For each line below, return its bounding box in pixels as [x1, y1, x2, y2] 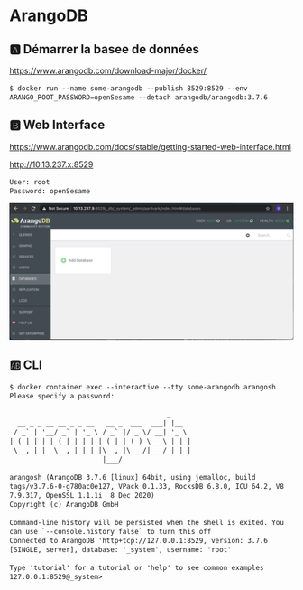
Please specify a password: [9, 391, 115, 400]
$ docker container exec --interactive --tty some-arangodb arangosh [9, 382, 277, 391]
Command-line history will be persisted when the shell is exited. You [9, 518, 284, 527]
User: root [9, 177, 50, 186]
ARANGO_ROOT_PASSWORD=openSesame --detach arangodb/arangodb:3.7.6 [9, 93, 269, 102]
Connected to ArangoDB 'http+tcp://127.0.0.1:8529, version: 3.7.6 [9, 536, 269, 545]
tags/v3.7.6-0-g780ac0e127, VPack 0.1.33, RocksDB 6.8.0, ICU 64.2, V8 [9, 482, 284, 491]
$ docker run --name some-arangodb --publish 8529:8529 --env [9, 84, 248, 93]
